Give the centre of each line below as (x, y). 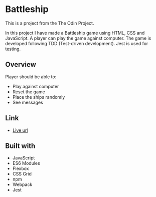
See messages (28, 102)
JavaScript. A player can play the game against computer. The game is (78, 38)
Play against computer (36, 86)
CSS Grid (22, 174)
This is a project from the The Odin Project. (50, 23)
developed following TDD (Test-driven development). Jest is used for (77, 43)
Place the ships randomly (39, 97)
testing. (13, 49)
